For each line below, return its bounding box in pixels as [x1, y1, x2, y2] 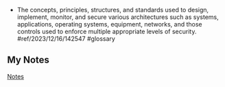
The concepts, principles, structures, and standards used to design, [16, 6, 209, 14]
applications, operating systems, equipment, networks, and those [16, 20, 202, 28]
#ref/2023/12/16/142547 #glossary [16, 35, 115, 43]
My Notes [7, 54, 50, 66]
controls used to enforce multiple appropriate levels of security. [16, 27, 197, 35]
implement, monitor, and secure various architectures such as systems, [16, 13, 219, 21]
